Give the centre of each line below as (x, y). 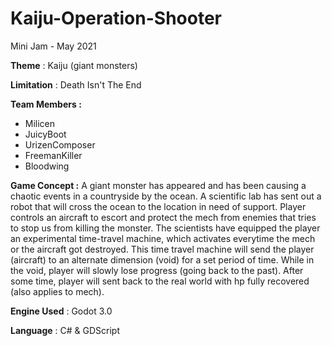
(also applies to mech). (57, 291)
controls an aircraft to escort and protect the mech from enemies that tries (163, 217)
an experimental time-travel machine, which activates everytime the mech (163, 238)
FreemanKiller (53, 155)
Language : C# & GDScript (65, 330)
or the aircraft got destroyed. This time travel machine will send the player (162, 249)
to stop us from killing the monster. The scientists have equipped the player (165, 228)
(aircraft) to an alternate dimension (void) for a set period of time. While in (162, 259)
